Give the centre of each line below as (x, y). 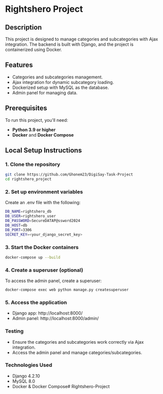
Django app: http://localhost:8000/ (47, 313)
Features (19, 65)
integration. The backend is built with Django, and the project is (69, 44)
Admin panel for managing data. (45, 93)
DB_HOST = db (16, 225)
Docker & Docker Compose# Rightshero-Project (61, 386)
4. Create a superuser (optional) (44, 270)
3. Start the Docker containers (42, 247)
